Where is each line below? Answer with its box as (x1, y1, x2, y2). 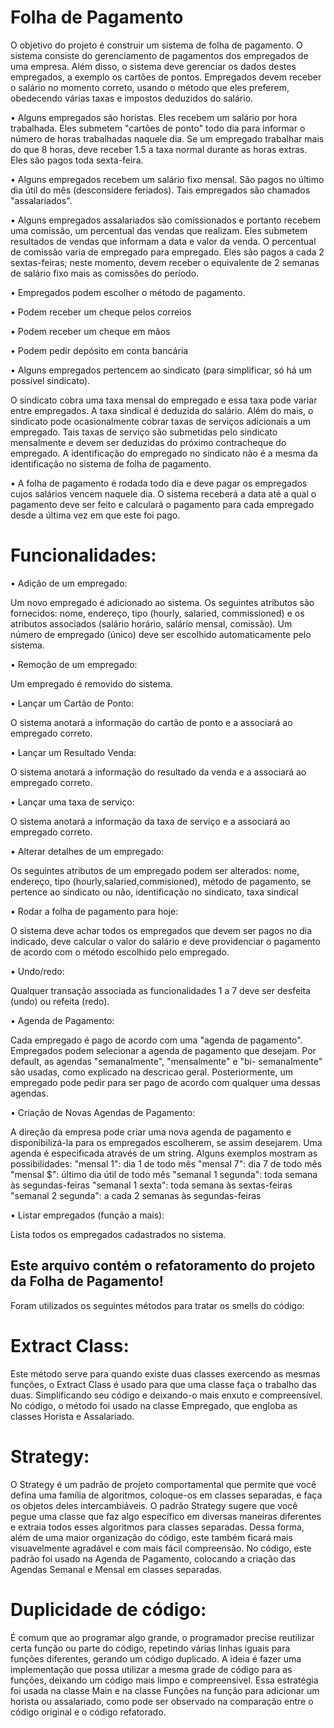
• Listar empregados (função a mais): (10, 1209, 165, 1221)
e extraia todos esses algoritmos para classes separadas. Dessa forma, (10, 1521, 305, 1533)
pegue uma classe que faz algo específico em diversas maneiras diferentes (10, 1510, 322, 1522)
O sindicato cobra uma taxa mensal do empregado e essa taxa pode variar (10, 394, 318, 406)
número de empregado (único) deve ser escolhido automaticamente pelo (10, 628, 312, 640)
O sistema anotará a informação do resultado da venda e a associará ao (10, 766, 307, 778)
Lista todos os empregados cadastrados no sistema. (10, 1228, 227, 1240)
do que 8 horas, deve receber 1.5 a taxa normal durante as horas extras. (10, 143, 308, 155)
